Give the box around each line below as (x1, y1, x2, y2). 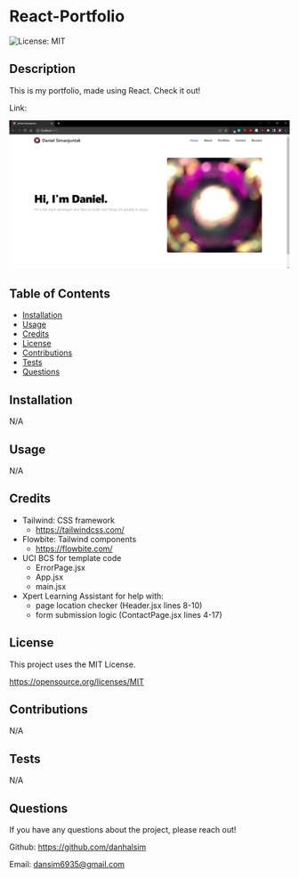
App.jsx (35, 572, 64, 582)
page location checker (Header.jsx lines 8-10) (35, 599, 203, 611)
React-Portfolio (9, 6, 125, 27)
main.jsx (35, 581, 67, 591)
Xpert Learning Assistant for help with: (21, 590, 165, 601)
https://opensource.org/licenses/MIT (9, 676, 144, 687)
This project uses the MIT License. (9, 659, 136, 670)
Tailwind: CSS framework (21, 515, 116, 525)
